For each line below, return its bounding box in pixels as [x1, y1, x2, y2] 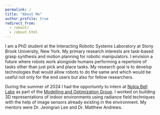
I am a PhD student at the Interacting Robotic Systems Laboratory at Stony [5, 43, 154, 49]
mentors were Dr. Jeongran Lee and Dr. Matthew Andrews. [5, 104, 123, 110]
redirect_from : [5, 20, 36, 26]
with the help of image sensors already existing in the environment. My [5, 99, 147, 105]
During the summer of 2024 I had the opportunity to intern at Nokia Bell [5, 84, 148, 89]
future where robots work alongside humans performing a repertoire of [5, 59, 147, 64]
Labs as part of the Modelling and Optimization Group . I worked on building [5, 89, 155, 95]
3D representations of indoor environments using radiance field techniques [5, 94, 155, 100]
